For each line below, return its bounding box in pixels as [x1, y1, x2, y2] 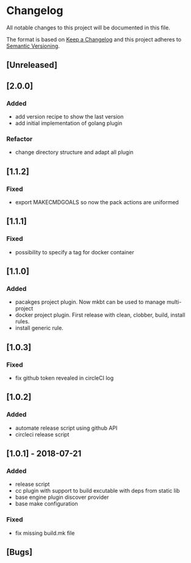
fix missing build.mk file [15, 529, 75, 537]
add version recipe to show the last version [15, 113, 124, 120]
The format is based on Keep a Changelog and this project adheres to [6, 35, 182, 43]
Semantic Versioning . [6, 42, 60, 50]
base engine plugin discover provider [15, 493, 109, 501]
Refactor [6, 134, 33, 143]
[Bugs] [6, 547, 32, 557]
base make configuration [15, 500, 78, 507]
